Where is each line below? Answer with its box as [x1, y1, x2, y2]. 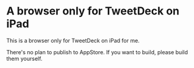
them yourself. [6, 55, 43, 62]
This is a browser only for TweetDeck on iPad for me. [6, 37, 140, 44]
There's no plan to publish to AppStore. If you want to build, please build [6, 48, 188, 55]
